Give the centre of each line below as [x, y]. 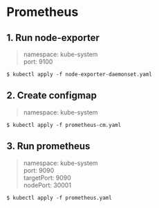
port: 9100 [38, 62]
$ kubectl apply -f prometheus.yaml [59, 198]
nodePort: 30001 [47, 185]
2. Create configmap [52, 95]
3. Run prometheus [48, 146]
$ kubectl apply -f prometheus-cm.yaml [64, 125]
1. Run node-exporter [53, 38]
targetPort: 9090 [47, 177]
